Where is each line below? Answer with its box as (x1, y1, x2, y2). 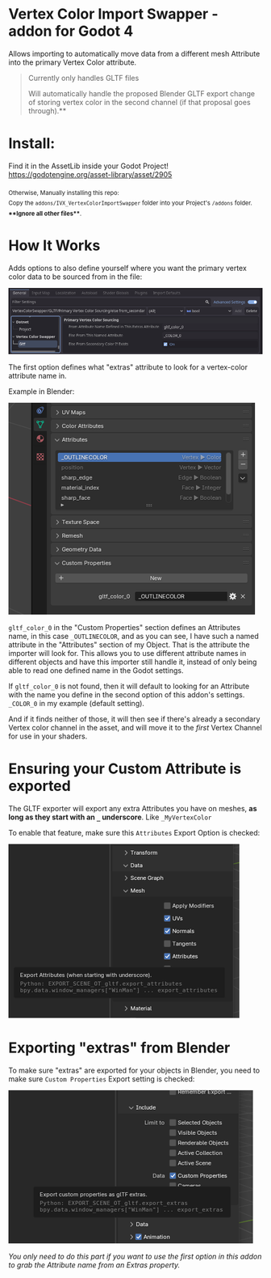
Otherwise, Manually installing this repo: (8, 188, 119, 197)
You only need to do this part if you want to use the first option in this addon (8, 1251, 262, 1261)
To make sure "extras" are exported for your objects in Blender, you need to (8, 1065, 261, 1075)
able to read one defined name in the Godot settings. (8, 665, 184, 675)
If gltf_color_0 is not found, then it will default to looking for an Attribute (8, 681, 250, 691)
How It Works (8, 236, 101, 255)
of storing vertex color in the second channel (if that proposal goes (27, 97, 252, 107)
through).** (27, 106, 67, 116)
